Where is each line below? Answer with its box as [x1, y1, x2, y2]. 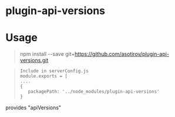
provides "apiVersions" [5, 104, 62, 111]
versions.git [19, 57, 49, 64]
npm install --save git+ [19, 51, 75, 58]
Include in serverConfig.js [19, 68, 89, 74]
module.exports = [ [19, 73, 68, 79]
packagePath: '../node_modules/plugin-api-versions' [28, 89, 160, 95]
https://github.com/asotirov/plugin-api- [75, 51, 170, 58]
